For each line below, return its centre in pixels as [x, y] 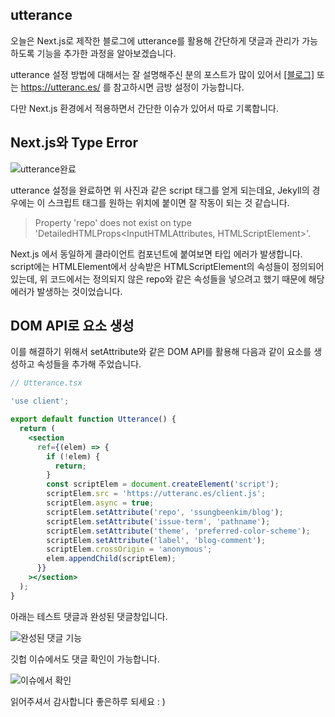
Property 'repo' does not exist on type [113, 222]
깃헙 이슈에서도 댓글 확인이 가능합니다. [85, 659]
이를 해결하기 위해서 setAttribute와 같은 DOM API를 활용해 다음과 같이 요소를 [161, 352]
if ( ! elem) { [73, 456]
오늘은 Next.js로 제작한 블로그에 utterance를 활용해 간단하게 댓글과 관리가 [155, 40]
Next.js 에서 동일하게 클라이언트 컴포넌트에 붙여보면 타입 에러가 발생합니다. [156, 254]
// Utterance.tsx [46, 383]
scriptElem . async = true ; [100, 503]
